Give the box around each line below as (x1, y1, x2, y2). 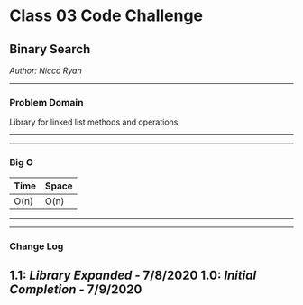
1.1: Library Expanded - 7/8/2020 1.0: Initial (9, 267, 257, 282)
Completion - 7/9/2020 (9, 282, 142, 297)
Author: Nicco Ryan (9, 65, 83, 76)
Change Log (9, 240, 64, 253)
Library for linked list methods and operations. (9, 116, 181, 127)
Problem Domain (9, 96, 84, 108)
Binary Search (9, 42, 91, 57)
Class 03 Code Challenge (9, 5, 204, 26)
